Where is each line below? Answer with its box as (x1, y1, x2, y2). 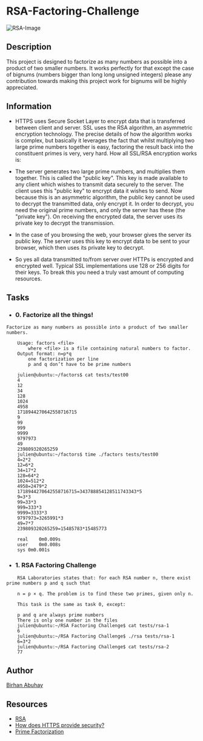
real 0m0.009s (17, 536, 61, 543)
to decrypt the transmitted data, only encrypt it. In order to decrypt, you (15, 200, 194, 207)
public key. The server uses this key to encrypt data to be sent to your (15, 238, 190, 245)
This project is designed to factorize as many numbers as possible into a (6, 58, 187, 65)
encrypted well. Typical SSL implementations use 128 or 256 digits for (15, 262, 190, 269)
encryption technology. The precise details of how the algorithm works (15, 130, 192, 138)
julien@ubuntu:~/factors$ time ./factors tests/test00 (17, 451, 159, 458)
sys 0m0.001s (17, 547, 50, 553)
